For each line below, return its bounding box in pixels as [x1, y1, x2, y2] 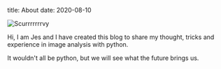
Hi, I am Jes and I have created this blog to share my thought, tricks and [7, 33, 215, 41]
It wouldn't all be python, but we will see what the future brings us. [7, 54, 199, 62]
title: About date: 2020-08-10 [7, 6, 92, 14]
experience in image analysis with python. [7, 40, 129, 48]
